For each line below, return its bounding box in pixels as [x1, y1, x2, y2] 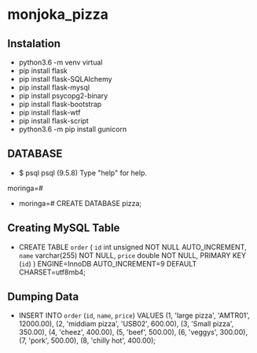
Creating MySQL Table [7, 222, 120, 235]
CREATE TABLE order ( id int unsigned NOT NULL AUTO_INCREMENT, [18, 242, 247, 252]
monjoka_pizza [7, 6, 109, 24]
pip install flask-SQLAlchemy [18, 75, 112, 83]
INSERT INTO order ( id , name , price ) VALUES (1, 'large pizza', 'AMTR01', [18, 311, 251, 320]
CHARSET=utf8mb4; [18, 267, 86, 277]
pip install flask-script [18, 116, 90, 125]
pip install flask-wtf [18, 108, 81, 117]
